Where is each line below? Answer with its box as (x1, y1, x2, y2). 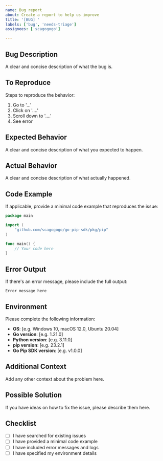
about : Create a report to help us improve (5, 12, 100, 17)
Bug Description (5, 50, 58, 59)
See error (12, 118, 33, 124)
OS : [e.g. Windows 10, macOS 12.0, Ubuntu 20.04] (12, 325, 119, 332)
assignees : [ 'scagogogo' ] (5, 27, 60, 32)
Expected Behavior (5, 133, 67, 142)
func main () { (5, 241, 36, 246)
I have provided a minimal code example (12, 438, 98, 445)
